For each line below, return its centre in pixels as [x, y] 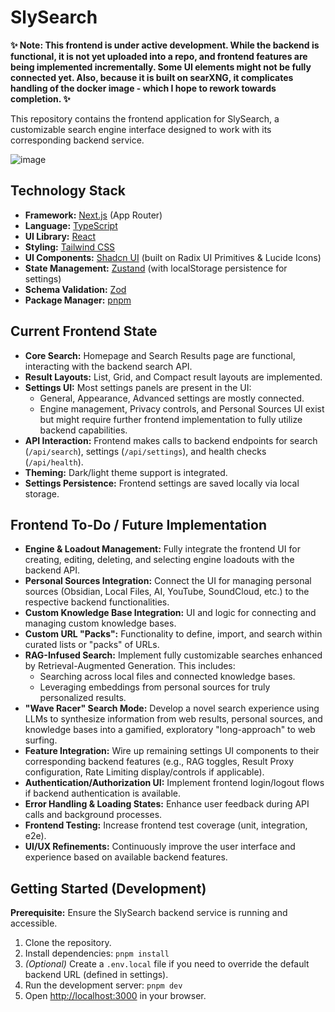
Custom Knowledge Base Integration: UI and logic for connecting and [170, 613]
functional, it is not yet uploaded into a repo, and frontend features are [159, 56]
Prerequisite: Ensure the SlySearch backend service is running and [149, 913]
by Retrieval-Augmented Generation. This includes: [130, 666]
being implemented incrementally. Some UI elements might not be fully [161, 67]
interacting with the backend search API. [108, 366]
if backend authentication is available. [102, 793]
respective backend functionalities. [97, 602]
